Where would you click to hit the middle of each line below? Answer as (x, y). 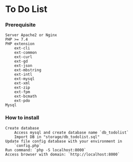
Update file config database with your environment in (64, 141)
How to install (22, 117)
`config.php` (28, 145)
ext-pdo (22, 101)
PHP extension (20, 44)
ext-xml (22, 83)
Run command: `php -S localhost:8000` (46, 150)
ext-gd (21, 61)
